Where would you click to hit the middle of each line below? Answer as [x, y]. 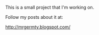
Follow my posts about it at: [34, 17]
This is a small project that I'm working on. [50, 7]
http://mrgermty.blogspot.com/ [38, 27]
